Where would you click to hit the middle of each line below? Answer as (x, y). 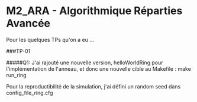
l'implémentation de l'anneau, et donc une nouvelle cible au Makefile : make (98, 68)
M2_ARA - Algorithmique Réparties (94, 11)
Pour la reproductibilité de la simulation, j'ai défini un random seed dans (93, 86)
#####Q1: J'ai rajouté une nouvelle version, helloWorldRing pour (85, 62)
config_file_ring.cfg (30, 93)
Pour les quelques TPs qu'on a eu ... (50, 40)
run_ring (16, 75)
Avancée (28, 23)
